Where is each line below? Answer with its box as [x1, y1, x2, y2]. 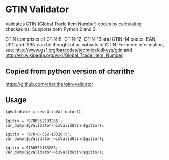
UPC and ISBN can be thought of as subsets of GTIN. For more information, [5, 41, 164, 47]
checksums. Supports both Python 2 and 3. [5, 26, 97, 32]
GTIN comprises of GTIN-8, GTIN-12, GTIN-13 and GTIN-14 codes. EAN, [5, 36, 157, 42]
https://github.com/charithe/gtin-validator [5, 81, 94, 87]
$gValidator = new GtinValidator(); [5, 109, 83, 114]
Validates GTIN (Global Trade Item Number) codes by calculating [5, 21, 142, 27]
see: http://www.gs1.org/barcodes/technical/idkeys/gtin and [5, 47, 132, 53]
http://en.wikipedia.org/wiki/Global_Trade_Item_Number [5, 52, 123, 58]
